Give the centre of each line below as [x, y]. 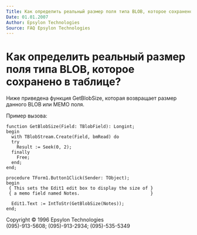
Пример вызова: [27, 116]
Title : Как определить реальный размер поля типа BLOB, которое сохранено [99, 11]
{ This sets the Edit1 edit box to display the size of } [81, 189]
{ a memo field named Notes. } [81, 194]
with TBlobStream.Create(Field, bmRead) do [65, 137]
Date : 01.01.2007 [27, 17]
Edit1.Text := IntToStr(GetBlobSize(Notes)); [68, 204]
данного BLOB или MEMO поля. [45, 105]
